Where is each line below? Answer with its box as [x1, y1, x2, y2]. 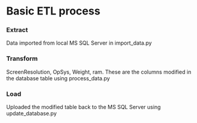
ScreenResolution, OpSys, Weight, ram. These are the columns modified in [6, 68, 192, 75]
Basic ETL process [6, 4, 101, 18]
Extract [6, 26, 28, 34]
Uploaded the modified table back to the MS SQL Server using [6, 104, 161, 111]
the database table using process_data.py [6, 74, 110, 82]
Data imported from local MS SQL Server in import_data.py [6, 39, 152, 46]
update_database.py [6, 110, 57, 117]
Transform [6, 54, 38, 63]
